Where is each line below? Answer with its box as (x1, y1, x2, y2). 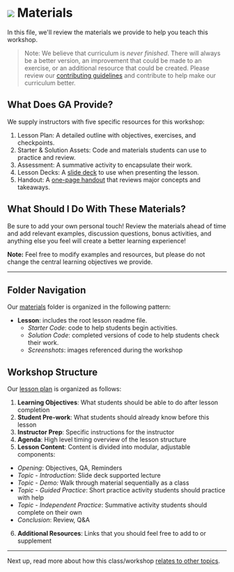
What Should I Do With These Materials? (7, 203, 186, 215)
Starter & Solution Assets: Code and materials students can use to (17, 145, 207, 154)
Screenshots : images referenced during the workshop (27, 346, 183, 354)
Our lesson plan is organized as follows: (7, 385, 122, 393)
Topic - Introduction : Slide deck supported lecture (17, 471, 162, 480)
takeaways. (17, 183, 51, 191)
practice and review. (17, 153, 76, 161)
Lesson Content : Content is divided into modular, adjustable (17, 443, 191, 451)
